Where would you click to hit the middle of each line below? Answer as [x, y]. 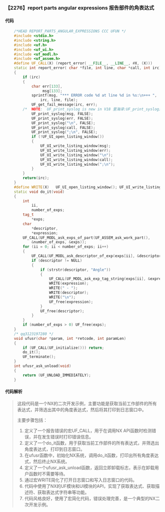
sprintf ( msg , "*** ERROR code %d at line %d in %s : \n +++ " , [94, 95]
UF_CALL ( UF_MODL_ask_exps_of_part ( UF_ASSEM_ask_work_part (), [87, 238]
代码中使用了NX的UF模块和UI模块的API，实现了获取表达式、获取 [90, 486]
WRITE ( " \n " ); [62, 297]
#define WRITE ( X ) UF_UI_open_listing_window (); [66, 187]
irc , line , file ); [59, 100]
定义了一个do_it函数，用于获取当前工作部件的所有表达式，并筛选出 [92, 443]
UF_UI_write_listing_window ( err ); [75, 150]
